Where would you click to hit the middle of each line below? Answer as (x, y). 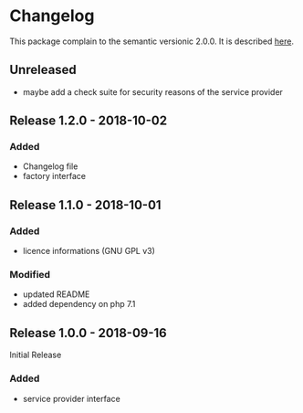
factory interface (54, 176)
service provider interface (71, 398)
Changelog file (50, 166)
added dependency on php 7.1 (79, 304)
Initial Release (36, 355)
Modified (30, 275)
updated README (56, 294)
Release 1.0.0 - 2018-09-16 (88, 333)
